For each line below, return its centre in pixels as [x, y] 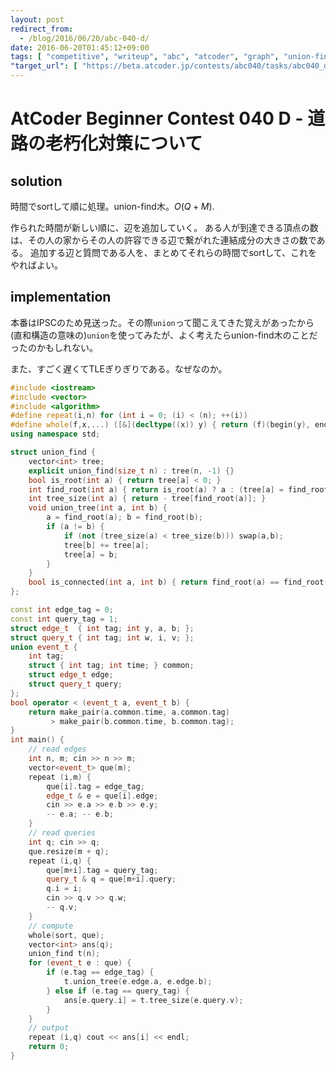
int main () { [37, 740]
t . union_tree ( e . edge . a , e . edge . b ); [138, 982]
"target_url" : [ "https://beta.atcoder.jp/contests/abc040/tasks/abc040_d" [171, 66]
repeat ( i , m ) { [60, 777]
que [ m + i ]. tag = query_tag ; [102, 870]
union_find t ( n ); [64, 954]
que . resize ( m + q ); [69, 851]
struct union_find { [53, 452]
